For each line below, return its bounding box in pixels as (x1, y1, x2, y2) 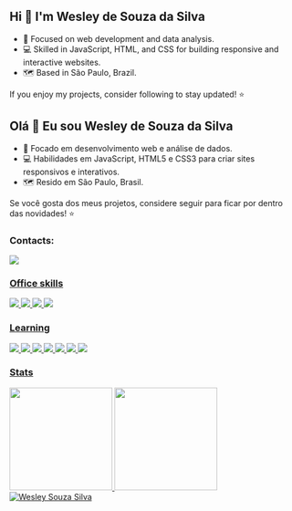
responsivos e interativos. (22, 166, 120, 177)
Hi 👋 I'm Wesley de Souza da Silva (9, 9, 205, 25)
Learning (9, 321, 50, 334)
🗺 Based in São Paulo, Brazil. (22, 67, 137, 78)
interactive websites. (22, 57, 101, 68)
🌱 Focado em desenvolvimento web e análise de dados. (22, 142, 233, 153)
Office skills (9, 276, 64, 289)
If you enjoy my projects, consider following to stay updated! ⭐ (9, 89, 245, 99)
